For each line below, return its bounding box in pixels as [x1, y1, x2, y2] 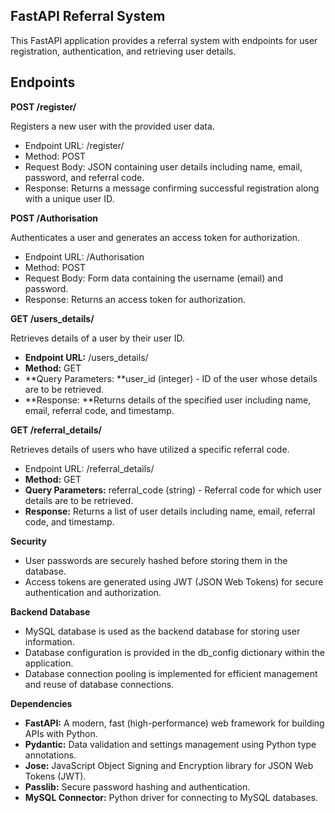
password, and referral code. [24, 171, 145, 183]
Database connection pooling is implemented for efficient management [24, 667, 318, 679]
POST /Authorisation [10, 212, 99, 224]
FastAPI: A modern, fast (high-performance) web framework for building [24, 717, 325, 729]
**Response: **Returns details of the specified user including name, [24, 394, 312, 406]
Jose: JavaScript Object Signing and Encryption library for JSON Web [24, 759, 314, 771]
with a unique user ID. [24, 192, 115, 204]
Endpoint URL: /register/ [24, 139, 125, 151]
